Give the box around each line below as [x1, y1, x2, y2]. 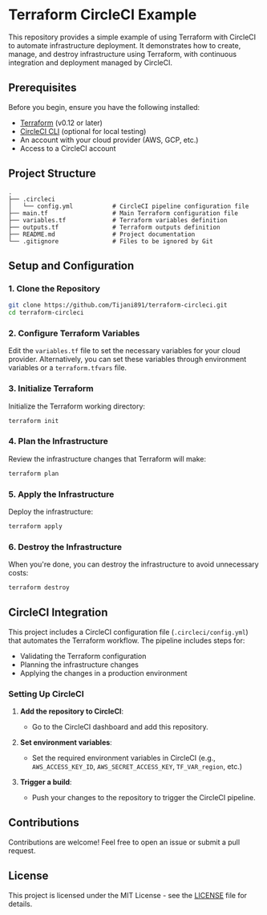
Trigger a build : [19, 777, 72, 787]
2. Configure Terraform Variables [8, 327, 140, 339]
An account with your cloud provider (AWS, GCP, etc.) [19, 135, 199, 144]
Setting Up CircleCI [8, 688, 84, 699]
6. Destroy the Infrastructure [8, 541, 123, 552]
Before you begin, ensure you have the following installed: [8, 102, 200, 112]
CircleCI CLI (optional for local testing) [19, 126, 147, 136]
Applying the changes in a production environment [19, 668, 188, 677]
